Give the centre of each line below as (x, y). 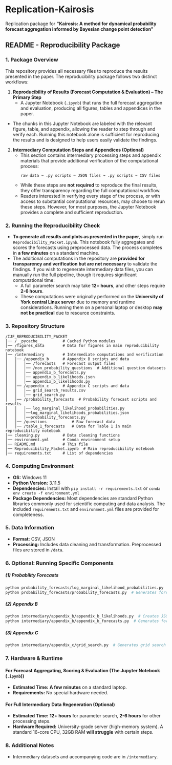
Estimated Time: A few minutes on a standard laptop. (70, 687)
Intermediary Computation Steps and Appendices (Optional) (78, 150)
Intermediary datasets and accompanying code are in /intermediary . (85, 756)
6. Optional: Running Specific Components (59, 563)
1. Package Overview (32, 60)
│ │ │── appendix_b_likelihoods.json (50, 377)
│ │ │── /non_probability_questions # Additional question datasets (86, 368)
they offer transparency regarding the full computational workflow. (90, 190)
